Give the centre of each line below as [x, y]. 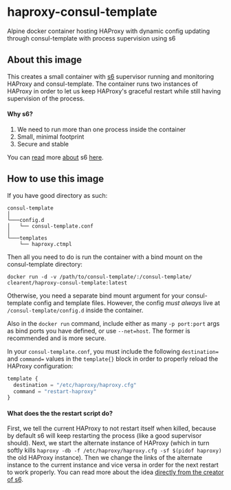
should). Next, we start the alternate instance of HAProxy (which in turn [108, 443]
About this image [45, 60]
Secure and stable [43, 144]
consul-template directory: [45, 264]
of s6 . [15, 480]
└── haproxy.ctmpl [46, 244]
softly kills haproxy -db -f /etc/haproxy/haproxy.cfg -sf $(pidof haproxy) [114, 450]
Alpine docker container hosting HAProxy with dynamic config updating [109, 31]
